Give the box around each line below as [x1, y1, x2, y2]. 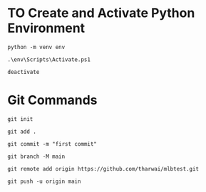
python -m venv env [7, 43, 66, 50]
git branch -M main [7, 153, 66, 160]
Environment [7, 20, 86, 36]
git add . [7, 128, 37, 135]
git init [7, 115, 34, 122]
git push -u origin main [7, 178, 81, 185]
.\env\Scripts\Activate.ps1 [7, 55, 91, 63]
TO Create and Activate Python [7, 5, 195, 21]
